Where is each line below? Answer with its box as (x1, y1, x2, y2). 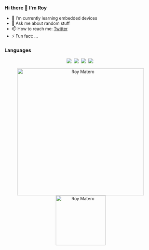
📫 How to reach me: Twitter (11, 26, 68, 32)
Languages (4, 47, 32, 54)
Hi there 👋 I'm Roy (4, 4, 47, 11)
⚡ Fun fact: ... (11, 33, 38, 39)
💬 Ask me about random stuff (11, 20, 70, 26)
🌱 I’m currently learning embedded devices (11, 15, 97, 21)
